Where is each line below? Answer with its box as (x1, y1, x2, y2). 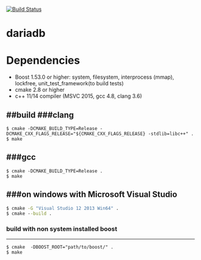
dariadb (6, 27, 46, 40)
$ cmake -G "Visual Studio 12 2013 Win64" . (6, 205, 119, 211)
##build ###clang (6, 110, 74, 120)
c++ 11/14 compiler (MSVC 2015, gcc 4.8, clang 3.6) (14, 92, 142, 100)
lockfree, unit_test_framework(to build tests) (14, 80, 124, 87)
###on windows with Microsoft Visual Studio (6, 190, 178, 200)
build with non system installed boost (6, 225, 118, 233)
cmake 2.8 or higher (14, 86, 65, 94)
